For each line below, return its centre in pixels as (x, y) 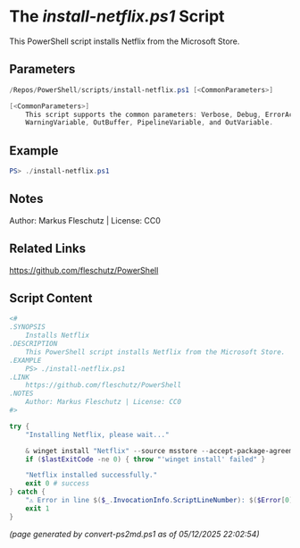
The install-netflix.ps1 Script (117, 17)
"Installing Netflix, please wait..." (97, 434)
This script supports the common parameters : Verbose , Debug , (143, 114)
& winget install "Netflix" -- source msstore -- (117, 451)
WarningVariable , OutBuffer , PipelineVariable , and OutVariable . (150, 122)
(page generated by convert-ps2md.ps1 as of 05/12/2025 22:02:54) (135, 534)
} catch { (28, 492)
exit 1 (37, 508)
